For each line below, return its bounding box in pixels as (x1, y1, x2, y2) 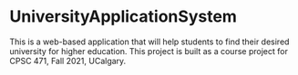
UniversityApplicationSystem (9, 6, 237, 27)
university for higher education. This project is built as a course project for (9, 45, 289, 56)
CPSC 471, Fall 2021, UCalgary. (9, 55, 127, 66)
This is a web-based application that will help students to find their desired (9, 36, 290, 47)
